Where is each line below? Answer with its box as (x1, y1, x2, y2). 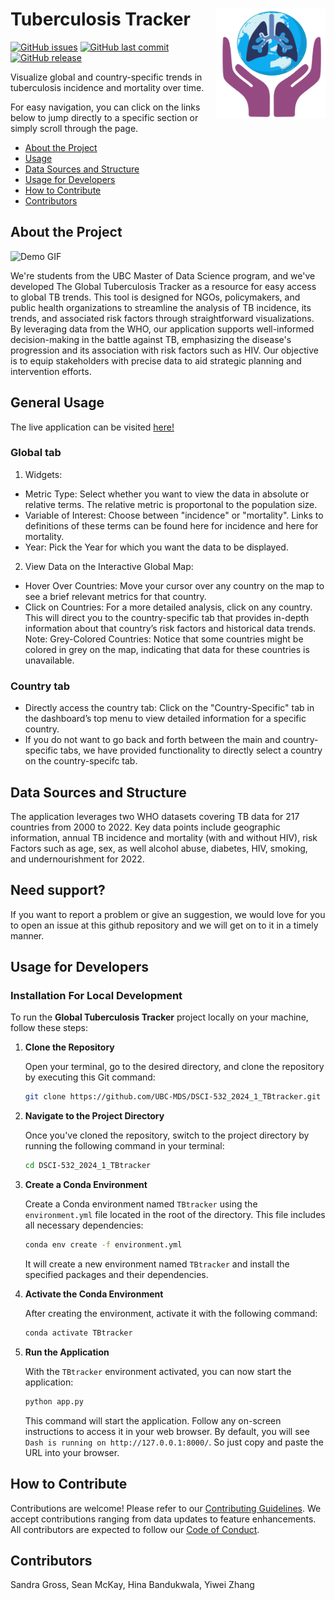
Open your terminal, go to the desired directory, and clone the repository (24, 1061, 325, 1073)
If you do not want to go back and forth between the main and (24, 734, 281, 746)
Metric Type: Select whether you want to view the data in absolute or (24, 488, 310, 500)
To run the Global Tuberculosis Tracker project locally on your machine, (10, 1011, 309, 1023)
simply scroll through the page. (10, 122, 139, 134)
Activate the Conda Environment (24, 1288, 164, 1300)
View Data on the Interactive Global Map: (24, 560, 194, 572)
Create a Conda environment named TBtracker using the (24, 1198, 258, 1210)
